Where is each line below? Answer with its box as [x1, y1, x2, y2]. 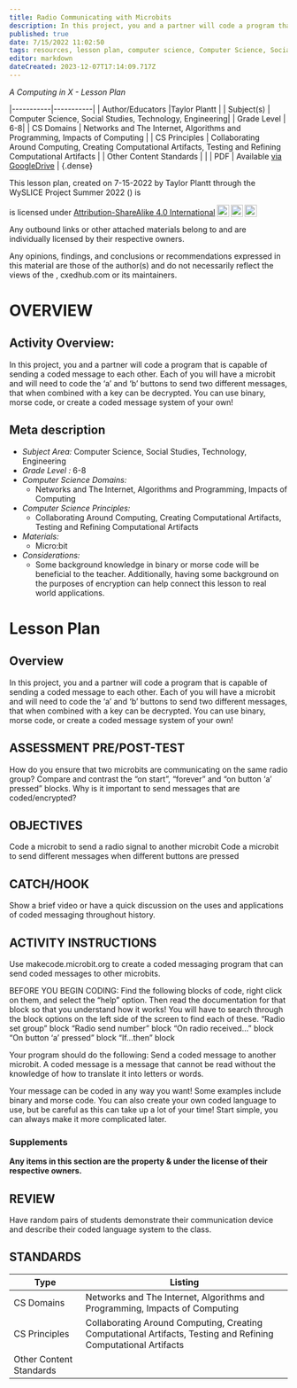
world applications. [34, 587, 105, 598]
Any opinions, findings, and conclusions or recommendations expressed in [9, 250, 281, 261]
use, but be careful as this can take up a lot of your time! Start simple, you [9, 1104, 278, 1115]
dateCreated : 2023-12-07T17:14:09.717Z [9, 63, 156, 72]
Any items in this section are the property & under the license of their [9, 1156, 268, 1166]
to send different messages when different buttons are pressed [9, 851, 240, 862]
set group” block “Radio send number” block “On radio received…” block [9, 1023, 274, 1033]
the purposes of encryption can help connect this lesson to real [34, 578, 267, 589]
